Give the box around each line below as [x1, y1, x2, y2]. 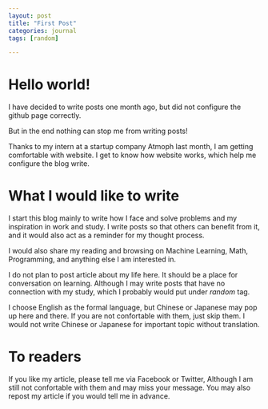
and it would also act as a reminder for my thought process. [8, 230, 205, 241]
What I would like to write [8, 187, 180, 205]
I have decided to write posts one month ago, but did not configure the [8, 102, 242, 112]
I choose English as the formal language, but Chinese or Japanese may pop [8, 302, 258, 313]
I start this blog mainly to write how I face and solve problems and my [8, 213, 238, 223]
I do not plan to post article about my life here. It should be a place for [8, 270, 238, 280]
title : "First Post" [8, 19, 78, 27]
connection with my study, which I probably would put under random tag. [8, 287, 250, 297]
